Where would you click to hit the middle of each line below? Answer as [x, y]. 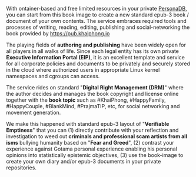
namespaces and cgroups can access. [53, 76]
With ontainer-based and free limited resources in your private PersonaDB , [97, 9]
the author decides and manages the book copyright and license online [92, 94]
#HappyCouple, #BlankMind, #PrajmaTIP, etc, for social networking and [93, 106]
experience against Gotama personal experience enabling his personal [92, 149]
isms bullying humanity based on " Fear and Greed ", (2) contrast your [90, 143]
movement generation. [34, 112]
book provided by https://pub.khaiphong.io [58, 34]
